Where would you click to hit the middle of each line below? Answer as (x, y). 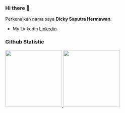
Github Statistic (25, 42)
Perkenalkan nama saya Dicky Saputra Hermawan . (58, 19)
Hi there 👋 (18, 8)
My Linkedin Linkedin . (35, 29)
